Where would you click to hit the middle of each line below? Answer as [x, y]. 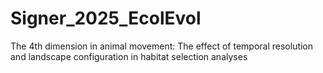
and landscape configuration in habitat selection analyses [129, 56]
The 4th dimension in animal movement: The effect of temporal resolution [162, 46]
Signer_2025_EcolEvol [106, 18]
